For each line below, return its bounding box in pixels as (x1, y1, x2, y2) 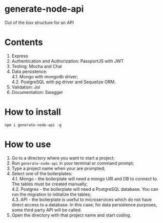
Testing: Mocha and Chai (11, 63, 62, 69)
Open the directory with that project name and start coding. (11, 212, 131, 218)
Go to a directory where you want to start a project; (11, 155, 115, 161)
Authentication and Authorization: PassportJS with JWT (11, 58, 124, 64)
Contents (4, 37, 43, 48)
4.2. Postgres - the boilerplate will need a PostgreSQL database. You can (11, 186, 159, 192)
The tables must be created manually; (11, 181, 88, 187)
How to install (4, 107, 61, 118)
